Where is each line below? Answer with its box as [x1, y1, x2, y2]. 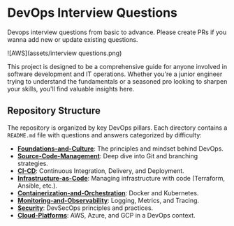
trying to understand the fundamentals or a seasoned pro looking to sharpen [7, 77, 228, 85]
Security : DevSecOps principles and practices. [17, 204, 154, 212]
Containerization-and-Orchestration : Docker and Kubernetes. [17, 188, 199, 197]
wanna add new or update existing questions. [7, 35, 138, 43]
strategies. [17, 159, 49, 167]
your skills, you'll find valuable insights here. [7, 84, 135, 93]
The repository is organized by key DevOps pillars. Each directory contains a [7, 123, 228, 132]
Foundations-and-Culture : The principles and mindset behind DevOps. [17, 144, 224, 153]
